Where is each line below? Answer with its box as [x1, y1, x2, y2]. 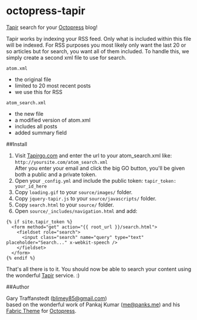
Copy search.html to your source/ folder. [14, 201, 114, 208]
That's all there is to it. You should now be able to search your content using [6, 265, 192, 273]
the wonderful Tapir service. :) [6, 271, 80, 279]
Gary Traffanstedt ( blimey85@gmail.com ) [6, 295, 108, 302]
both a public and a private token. [14, 170, 97, 178]
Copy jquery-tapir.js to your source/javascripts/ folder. [14, 195, 157, 202]
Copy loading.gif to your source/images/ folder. [14, 188, 133, 196]
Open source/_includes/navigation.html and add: [14, 207, 138, 214]
